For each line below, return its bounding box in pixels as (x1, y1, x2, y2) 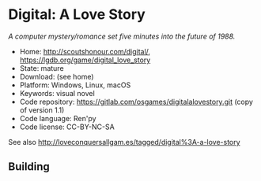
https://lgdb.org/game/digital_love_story (19, 55, 151, 65)
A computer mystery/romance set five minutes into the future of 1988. (8, 31, 236, 41)
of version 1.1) (19, 105, 65, 115)
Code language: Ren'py (19, 113, 96, 123)
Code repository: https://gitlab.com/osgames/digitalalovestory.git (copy (19, 97, 253, 106)
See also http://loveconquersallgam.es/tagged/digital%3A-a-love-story (8, 137, 240, 146)
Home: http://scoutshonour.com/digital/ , (19, 46, 151, 56)
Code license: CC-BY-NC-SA (19, 122, 115, 131)
